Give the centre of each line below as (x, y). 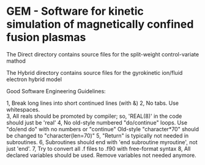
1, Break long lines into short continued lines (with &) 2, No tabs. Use (93, 103)
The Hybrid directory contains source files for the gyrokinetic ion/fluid (95, 72)
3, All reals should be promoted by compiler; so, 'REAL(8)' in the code (94, 116)
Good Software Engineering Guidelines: (56, 91)
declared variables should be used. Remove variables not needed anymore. (102, 155)
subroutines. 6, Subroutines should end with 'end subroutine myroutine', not (102, 142)
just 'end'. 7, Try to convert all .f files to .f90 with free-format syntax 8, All (99, 148)
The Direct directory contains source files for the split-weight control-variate (103, 54)
